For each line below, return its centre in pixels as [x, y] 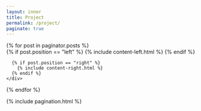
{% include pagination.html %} [44, 101]
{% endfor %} [23, 90]
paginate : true [25, 28]
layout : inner [24, 12]
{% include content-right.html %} [60, 68]
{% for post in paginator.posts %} [48, 46]
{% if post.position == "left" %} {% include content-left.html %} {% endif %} [101, 52]
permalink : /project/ [33, 23]
